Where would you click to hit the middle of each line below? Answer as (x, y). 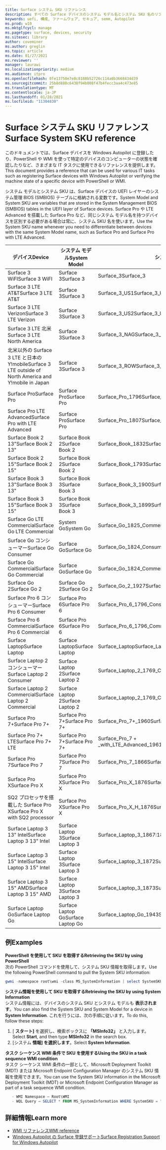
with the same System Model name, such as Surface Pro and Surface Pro (80, 232)
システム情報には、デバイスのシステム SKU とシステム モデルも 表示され (79, 1003)
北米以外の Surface (30, 350)
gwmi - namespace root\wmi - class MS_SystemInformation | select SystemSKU (84, 981)
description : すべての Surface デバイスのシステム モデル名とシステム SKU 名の (80, 14)
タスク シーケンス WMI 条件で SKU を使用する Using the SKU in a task (76, 1053)
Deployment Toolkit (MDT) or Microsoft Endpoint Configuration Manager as (82, 1082)
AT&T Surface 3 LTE (30, 293)
